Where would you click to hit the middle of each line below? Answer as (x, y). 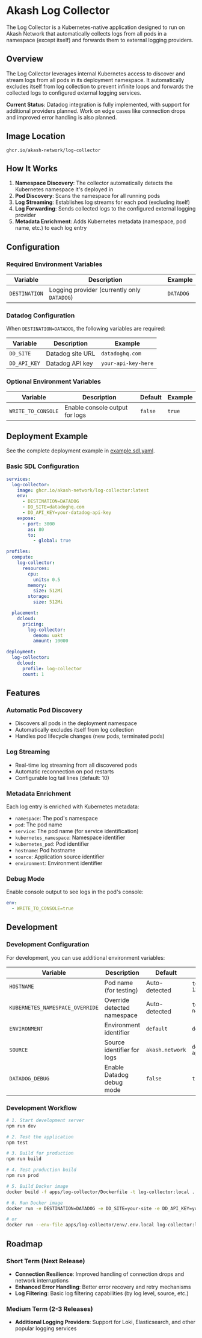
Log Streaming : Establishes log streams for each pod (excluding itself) (103, 202)
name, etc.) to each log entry (51, 228)
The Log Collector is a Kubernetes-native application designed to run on (96, 27)
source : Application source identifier (60, 857)
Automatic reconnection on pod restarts (64, 771)
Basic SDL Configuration (43, 466)
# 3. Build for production (40, 1153)
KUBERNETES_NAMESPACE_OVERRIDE (54, 1007)
